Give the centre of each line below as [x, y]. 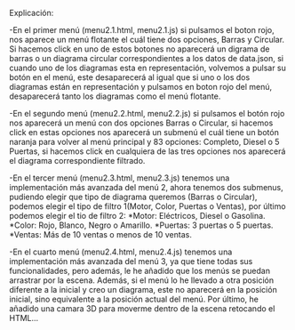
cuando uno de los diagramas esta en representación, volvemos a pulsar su [148, 68]
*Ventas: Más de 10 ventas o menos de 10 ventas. [101, 234]
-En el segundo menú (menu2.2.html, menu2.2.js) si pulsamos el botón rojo [147, 113]
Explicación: [32, 13]
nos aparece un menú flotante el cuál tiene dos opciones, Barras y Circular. [147, 40]
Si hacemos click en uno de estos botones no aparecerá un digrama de [140, 49]
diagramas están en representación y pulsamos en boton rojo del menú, [141, 87]
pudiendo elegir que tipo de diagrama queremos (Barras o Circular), [133, 197]
